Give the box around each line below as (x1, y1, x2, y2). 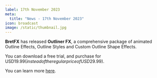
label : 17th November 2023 (5, 7, 60, 12)
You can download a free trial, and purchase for (5, 53, 101, 59)
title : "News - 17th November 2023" (9, 16, 84, 21)
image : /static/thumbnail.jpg (5, 25, 67, 30)
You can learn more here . (5, 68, 56, 74)
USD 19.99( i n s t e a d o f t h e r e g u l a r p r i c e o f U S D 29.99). (5, 58, 105, 64)
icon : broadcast (5, 20, 38, 26)
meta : (5, 12, 16, 17)
